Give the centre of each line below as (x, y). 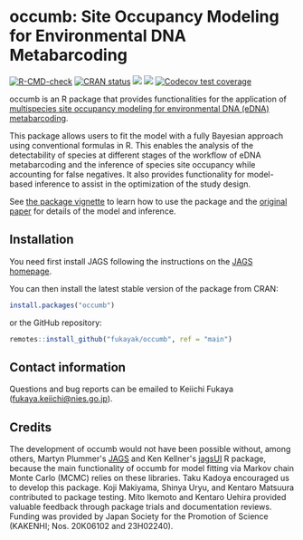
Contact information (68, 367)
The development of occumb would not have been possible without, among (150, 449)
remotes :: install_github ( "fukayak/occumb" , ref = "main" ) (121, 339)
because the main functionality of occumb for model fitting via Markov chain (151, 468)
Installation (42, 240)
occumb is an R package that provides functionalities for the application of (148, 99)
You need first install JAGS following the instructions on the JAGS (131, 261)
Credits (31, 427)
